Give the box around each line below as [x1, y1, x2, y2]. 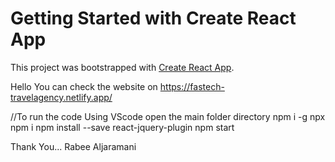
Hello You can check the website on [10, 80, 158, 92]
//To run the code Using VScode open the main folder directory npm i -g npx [10, 110, 326, 122]
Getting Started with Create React [10, 7, 297, 30]
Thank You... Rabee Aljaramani [10, 140, 137, 152]
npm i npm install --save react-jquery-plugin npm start [10, 121, 235, 133]
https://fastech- [159, 80, 225, 92]
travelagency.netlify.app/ [10, 91, 113, 103]
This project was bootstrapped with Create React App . [10, 61, 235, 73]
